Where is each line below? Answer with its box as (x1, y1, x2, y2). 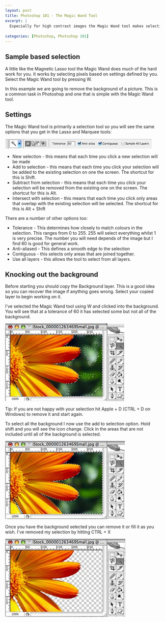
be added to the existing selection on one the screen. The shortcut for (12, 169, 154, 175)
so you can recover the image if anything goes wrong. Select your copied (5, 288, 154, 295)
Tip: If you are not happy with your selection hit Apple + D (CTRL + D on (5, 406, 151, 412)
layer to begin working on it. (5, 294, 62, 300)
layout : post (5, 8, 32, 13)
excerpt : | (5, 18, 27, 23)
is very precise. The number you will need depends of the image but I (12, 235, 153, 241)
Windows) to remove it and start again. (5, 411, 83, 417)
